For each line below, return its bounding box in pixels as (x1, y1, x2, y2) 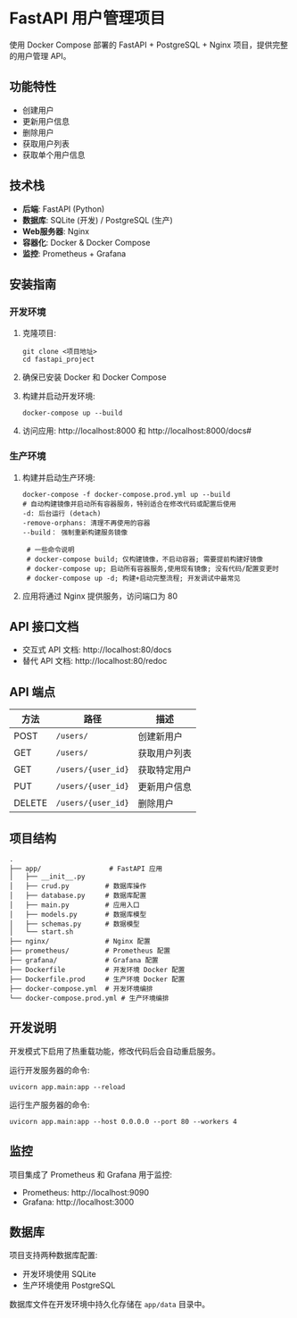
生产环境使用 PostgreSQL (21, 1280, 116, 1291)
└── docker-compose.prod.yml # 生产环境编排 (9, 994, 169, 1003)
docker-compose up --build (21, 408, 123, 418)
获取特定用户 (137, 764, 192, 777)
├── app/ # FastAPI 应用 (9, 864, 163, 873)
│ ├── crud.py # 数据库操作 (9, 881, 147, 890)
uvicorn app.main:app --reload (9, 1082, 126, 1091)
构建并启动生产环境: (21, 472, 95, 483)
